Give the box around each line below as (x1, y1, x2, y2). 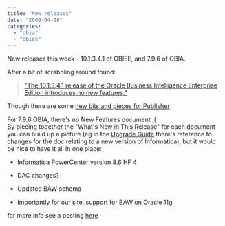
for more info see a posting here (7, 212, 98, 220)
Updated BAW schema (17, 185, 82, 193)
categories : (7, 23, 41, 30)
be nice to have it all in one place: (7, 145, 102, 153)
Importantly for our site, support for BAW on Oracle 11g (17, 198, 173, 207)
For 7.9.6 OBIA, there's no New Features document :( (7, 115, 157, 124)
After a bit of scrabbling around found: (7, 68, 116, 76)
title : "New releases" (7, 10, 72, 17)
